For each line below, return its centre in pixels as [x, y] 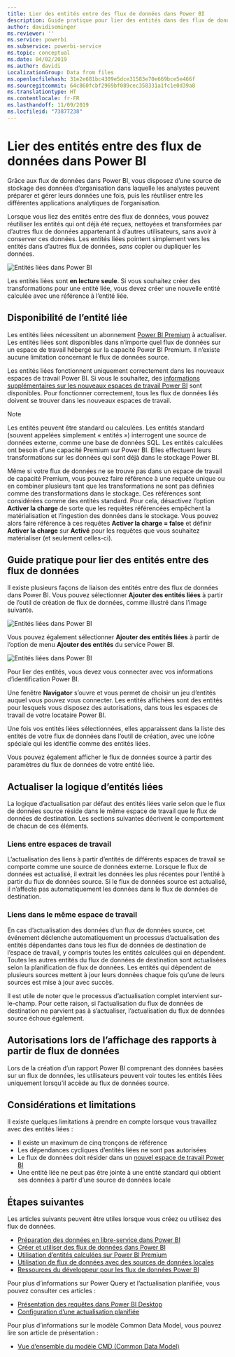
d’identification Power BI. [43, 679]
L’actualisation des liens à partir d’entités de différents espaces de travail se [116, 859]
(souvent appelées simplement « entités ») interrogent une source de [107, 435]
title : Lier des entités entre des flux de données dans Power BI [106, 14]
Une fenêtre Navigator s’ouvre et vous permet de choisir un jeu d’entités [112, 693]
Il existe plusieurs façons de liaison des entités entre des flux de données [113, 588]
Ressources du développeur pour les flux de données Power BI [108, 1270]
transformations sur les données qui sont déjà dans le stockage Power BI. [113, 457]
